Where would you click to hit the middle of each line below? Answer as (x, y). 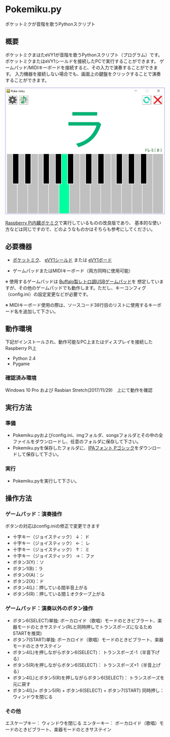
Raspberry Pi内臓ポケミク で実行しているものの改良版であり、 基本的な (79, 222)
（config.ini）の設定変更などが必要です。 (48, 294)
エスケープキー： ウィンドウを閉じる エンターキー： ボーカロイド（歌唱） (82, 723)
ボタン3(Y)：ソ (28, 562)
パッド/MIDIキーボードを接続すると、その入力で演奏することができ (84, 68)
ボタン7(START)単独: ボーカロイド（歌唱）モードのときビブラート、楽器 (88, 639)
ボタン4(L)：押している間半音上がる (50, 588)
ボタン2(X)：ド (28, 581)
